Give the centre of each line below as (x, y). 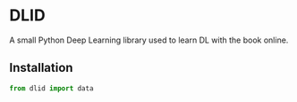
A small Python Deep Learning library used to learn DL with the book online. (149, 40)
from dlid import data (51, 88)
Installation (41, 68)
